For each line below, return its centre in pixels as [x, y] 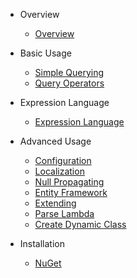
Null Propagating [69, 182]
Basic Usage [45, 53]
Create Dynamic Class [80, 224]
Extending [55, 203]
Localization [59, 171]
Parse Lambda [64, 213]
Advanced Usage [55, 141]
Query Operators [69, 83]
